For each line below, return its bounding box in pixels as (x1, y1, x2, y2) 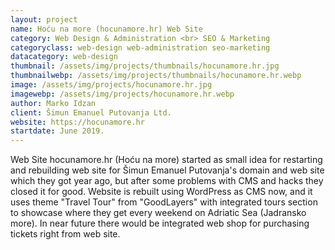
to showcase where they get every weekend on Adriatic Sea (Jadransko (10, 207, 307, 219)
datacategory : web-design (10, 52, 118, 62)
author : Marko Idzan (10, 98, 97, 108)
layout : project (10, 14, 78, 25)
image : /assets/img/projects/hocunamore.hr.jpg (10, 80, 213, 90)
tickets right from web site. (10, 228, 121, 240)
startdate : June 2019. (10, 126, 105, 136)
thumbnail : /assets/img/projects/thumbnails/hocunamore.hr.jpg (10, 61, 280, 71)
